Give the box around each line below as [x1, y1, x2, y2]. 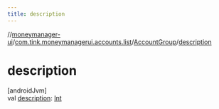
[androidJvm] [7, 86, 48, 95]
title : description [7, 10, 65, 18]
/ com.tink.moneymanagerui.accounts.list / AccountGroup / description [12, 37, 212, 46]
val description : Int [7, 93, 62, 102]
